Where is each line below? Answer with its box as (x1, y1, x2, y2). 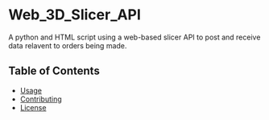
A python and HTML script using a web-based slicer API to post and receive (8, 32, 261, 42)
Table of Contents (8, 64, 101, 78)
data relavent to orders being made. (8, 40, 127, 50)
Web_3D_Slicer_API (8, 6, 141, 24)
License (19, 102, 47, 112)
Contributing (19, 94, 62, 104)
